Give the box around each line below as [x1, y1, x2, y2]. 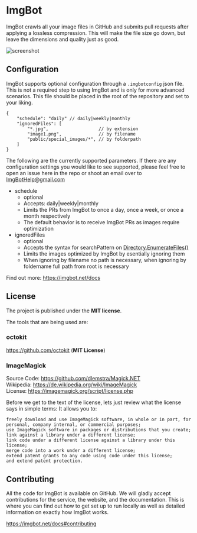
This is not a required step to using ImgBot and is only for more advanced [6, 86, 185, 93]
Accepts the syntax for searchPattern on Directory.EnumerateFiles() [23, 244, 189, 251]
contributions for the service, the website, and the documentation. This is [6, 496, 185, 503]
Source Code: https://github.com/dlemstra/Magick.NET [6, 375, 140, 382]
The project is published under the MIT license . [6, 307, 122, 314]
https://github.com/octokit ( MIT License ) [6, 347, 106, 354]
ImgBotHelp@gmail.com [6, 176, 65, 183]
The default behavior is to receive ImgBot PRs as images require [23, 218, 180, 225]
